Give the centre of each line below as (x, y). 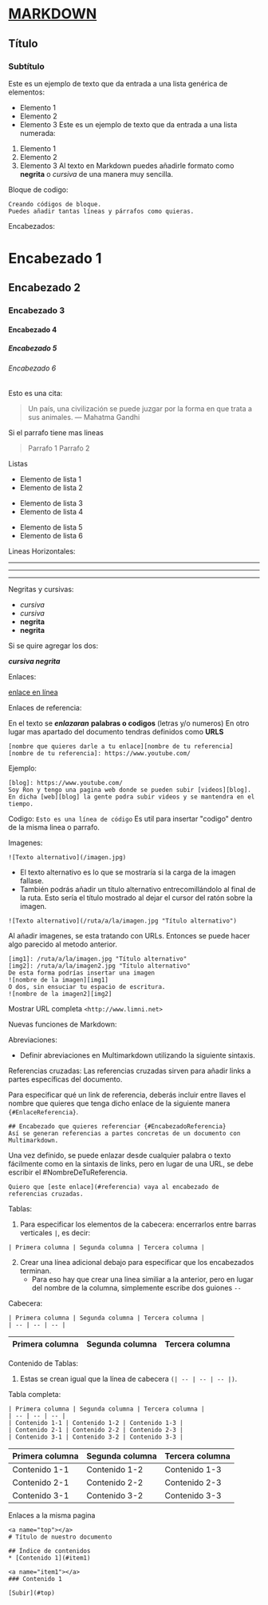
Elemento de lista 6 (51, 535)
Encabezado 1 (55, 259)
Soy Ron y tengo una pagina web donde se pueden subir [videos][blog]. (130, 790)
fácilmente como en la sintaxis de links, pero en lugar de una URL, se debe (131, 1163)
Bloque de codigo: (38, 190)
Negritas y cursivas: (41, 589)
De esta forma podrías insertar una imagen (82, 973)
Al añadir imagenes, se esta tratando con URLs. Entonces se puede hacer (129, 935)
